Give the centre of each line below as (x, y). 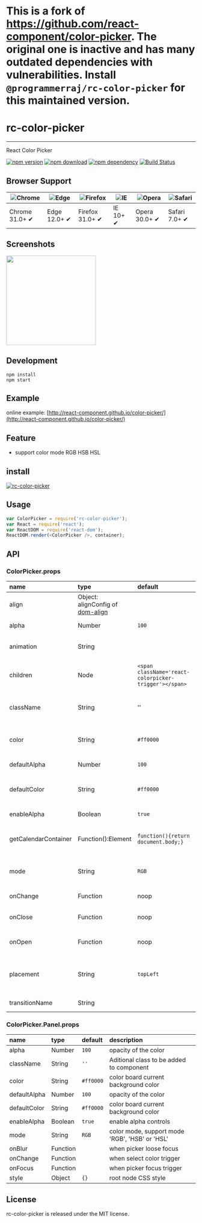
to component (129, 1067)
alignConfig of (98, 604)
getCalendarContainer (41, 839)
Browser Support (39, 181)
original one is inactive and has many (101, 50)
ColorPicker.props (34, 571)
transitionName (31, 1003)
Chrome (20, 212)
